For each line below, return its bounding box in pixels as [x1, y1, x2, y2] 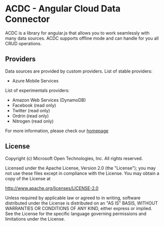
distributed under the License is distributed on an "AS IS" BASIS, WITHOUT [5, 200, 158, 206]
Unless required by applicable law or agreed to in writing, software [5, 195, 141, 201]
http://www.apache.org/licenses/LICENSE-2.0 [5, 185, 99, 191]
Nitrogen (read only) [12, 118, 54, 124]
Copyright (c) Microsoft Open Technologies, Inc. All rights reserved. [5, 155, 143, 161]
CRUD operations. [5, 40, 42, 46]
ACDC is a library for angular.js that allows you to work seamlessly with [5, 30, 150, 36]
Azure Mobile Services [12, 77, 59, 83]
